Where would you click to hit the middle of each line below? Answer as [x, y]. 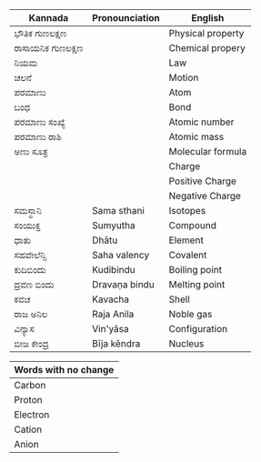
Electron [32, 415]
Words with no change [64, 370]
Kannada [49, 18]
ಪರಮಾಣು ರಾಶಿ [38, 137]
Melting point [197, 284]
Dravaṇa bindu [123, 284]
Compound [192, 225]
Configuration [198, 329]
